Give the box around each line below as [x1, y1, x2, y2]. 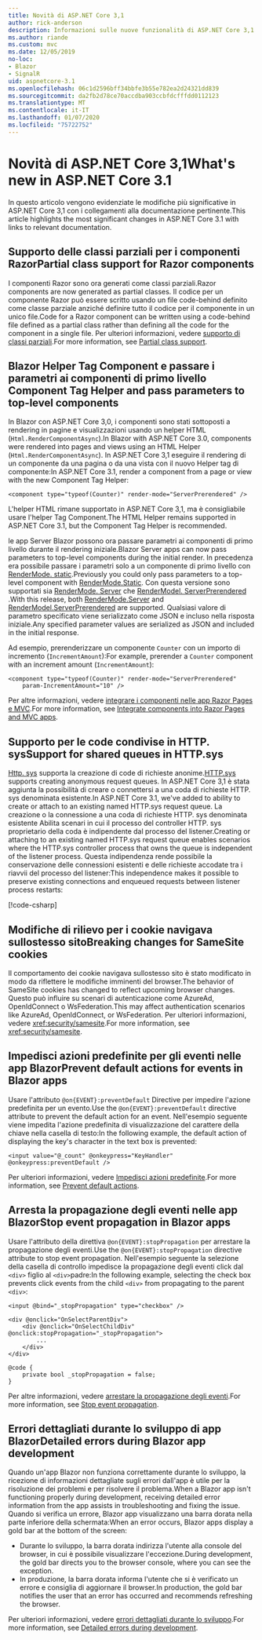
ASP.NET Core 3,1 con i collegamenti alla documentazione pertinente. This [8, 206, 246, 215]
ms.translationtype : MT [8, 99, 86, 107]
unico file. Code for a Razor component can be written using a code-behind [8, 312, 251, 321]
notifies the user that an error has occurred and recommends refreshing [19, 1591, 253, 1601]
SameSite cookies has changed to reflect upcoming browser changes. [8, 984, 235, 994]
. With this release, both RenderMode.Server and [8, 594, 165, 604]
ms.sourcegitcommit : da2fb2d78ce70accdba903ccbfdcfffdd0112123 [8, 92, 220, 100]
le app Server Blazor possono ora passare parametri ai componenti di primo [8, 536, 253, 546]
